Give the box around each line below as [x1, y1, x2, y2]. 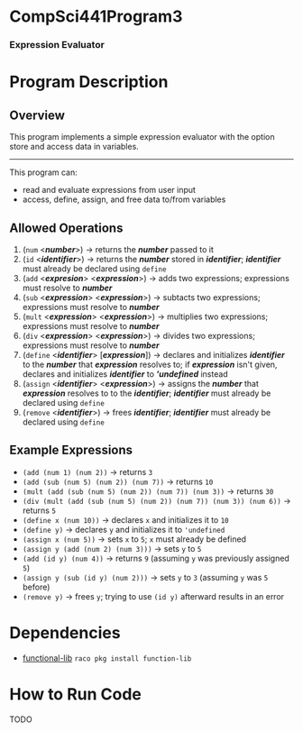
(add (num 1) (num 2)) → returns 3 [22, 466, 153, 477]
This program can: [9, 167, 78, 178]
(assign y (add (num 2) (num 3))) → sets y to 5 [22, 543, 202, 554]
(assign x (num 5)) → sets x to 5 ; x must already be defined [22, 534, 246, 544]
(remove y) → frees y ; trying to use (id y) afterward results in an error [22, 590, 285, 601]
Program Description [9, 72, 169, 92]
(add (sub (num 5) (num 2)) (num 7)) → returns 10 [22, 476, 214, 487]
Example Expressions [9, 443, 133, 458]
